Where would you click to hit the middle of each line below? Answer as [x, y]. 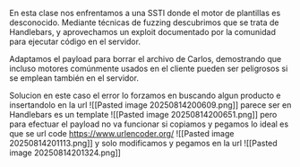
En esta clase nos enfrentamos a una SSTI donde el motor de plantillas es [145, 13]
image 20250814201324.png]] [65, 153]
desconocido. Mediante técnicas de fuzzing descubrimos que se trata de [144, 22]
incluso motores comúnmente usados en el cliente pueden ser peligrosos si [149, 68]
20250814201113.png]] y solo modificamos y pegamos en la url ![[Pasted [143, 143]
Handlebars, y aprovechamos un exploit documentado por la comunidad [142, 32]
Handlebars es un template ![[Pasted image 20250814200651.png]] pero [143, 114]
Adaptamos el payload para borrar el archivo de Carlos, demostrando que [146, 59]
